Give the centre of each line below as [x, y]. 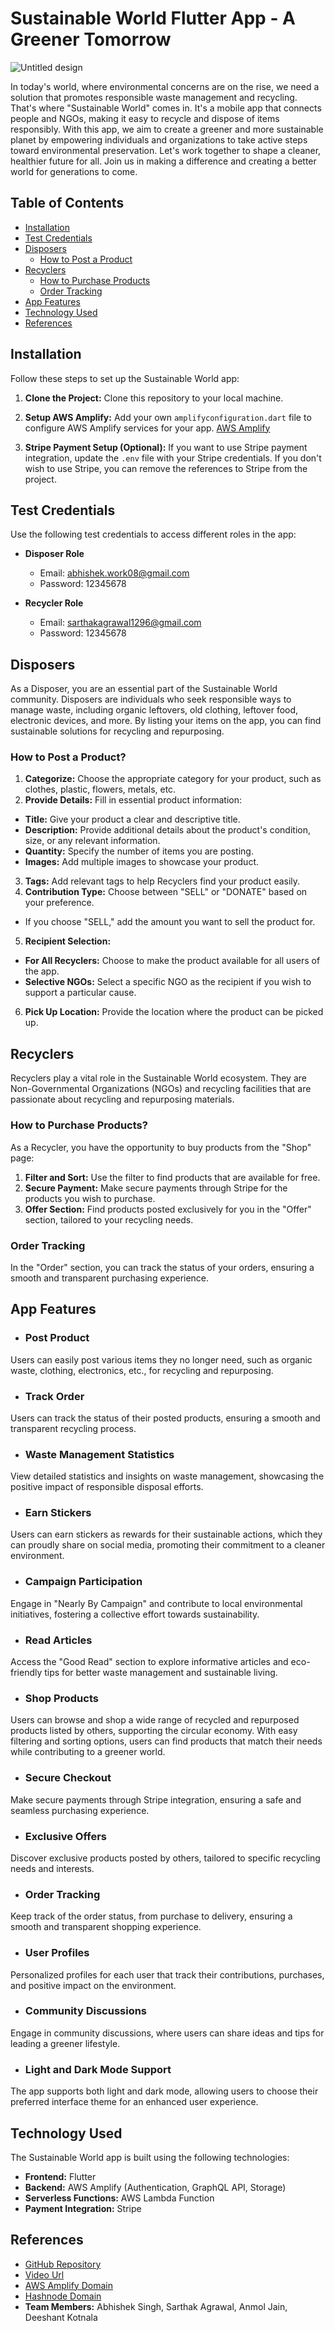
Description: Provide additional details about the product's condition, [167, 830]
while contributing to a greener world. [88, 1752]
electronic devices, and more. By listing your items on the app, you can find [166, 721]
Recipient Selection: [68, 941]
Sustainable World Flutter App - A [153, 18]
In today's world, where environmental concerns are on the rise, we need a [165, 86]
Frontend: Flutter [60, 2176]
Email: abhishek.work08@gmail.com [114, 573]
